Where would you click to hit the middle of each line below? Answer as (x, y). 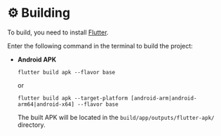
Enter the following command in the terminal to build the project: (100, 46)
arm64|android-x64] (46, 104)
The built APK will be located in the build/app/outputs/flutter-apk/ (116, 117)
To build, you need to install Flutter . (58, 32)
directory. (31, 125)
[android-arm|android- (164, 98)
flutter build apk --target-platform (73, 98)
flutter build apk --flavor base (66, 72)
